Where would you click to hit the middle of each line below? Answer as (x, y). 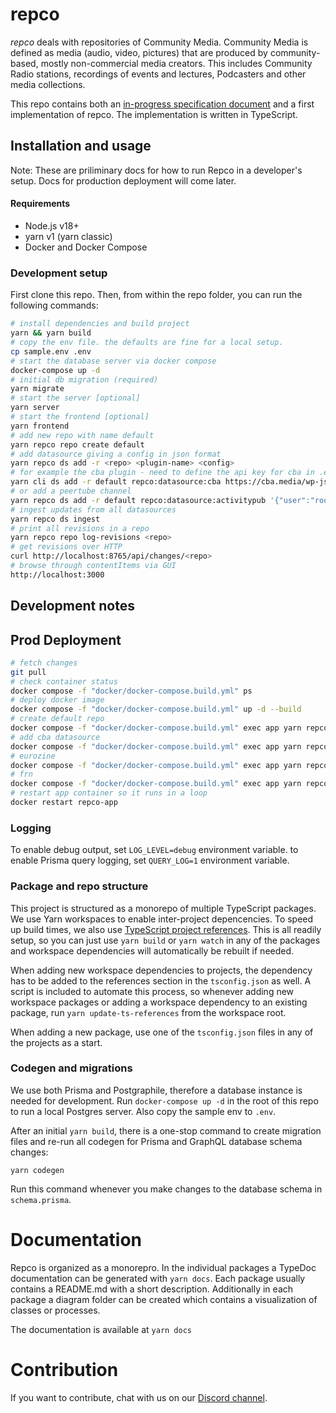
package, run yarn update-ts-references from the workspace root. (148, 1012)
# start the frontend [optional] (80, 417)
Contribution (64, 1369)
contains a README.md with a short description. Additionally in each (152, 1289)
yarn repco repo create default (77, 444)
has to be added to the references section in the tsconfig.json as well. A (161, 980)
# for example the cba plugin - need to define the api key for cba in (162, 473)
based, (24, 63)
